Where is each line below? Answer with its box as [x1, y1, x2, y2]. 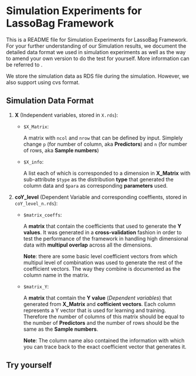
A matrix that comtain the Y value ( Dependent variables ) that [23, 294, 172, 301]
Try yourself [6, 360, 52, 370]
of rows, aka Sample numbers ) [23, 147, 99, 154]
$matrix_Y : [23, 282, 49, 290]
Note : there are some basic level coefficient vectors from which [23, 252, 178, 259]
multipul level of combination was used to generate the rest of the [23, 259, 183, 266]
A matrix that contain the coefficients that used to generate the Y [23, 222, 182, 229]
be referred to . [6, 61, 43, 68]
